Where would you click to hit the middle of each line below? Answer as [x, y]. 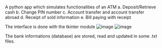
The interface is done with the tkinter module [50, 27]
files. [10, 41]
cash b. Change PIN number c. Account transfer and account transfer [75, 12]
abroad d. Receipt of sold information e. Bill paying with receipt [68, 17]
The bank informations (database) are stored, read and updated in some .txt [81, 36]
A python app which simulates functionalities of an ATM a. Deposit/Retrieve [81, 7]
